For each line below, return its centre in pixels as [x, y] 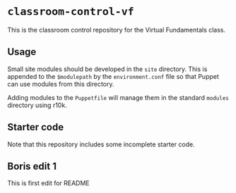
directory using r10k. [37, 105]
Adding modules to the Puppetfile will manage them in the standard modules [118, 97]
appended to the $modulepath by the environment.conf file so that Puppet [113, 76]
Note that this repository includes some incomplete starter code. [101, 144]
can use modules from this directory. [61, 84]
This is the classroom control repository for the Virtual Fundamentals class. [117, 30]
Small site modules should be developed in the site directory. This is [107, 69]
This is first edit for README [48, 183]
